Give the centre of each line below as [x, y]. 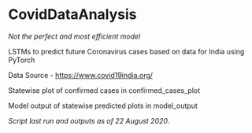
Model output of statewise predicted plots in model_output [103, 105]
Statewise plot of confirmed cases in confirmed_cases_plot [104, 90]
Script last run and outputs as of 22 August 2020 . [89, 120]
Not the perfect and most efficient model [74, 36]
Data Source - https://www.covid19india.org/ [81, 75]
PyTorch [22, 60]
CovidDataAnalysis [72, 15]
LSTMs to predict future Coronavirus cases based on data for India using [126, 51]
